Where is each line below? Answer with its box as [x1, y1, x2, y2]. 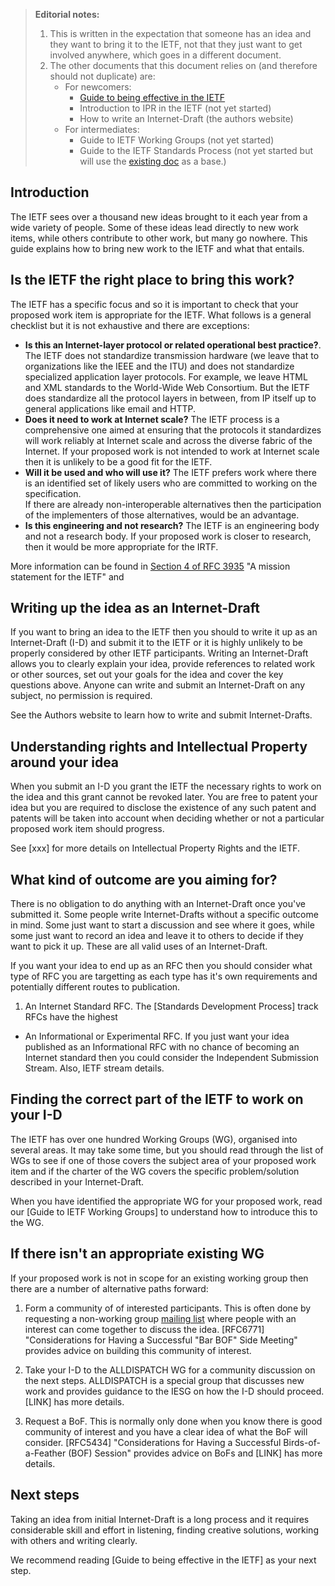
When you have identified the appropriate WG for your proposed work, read [10, 1195, 323, 1207]
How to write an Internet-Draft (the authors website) [79, 113, 294, 124]
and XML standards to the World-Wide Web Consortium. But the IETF [24, 381, 311, 393]
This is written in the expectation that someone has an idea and [49, 28, 312, 39]
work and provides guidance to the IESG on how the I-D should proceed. [24, 1385, 325, 1397]
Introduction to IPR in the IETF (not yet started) [79, 102, 272, 114]
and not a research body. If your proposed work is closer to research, [24, 530, 312, 542]
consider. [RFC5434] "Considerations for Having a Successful [24, 1436, 282, 1448]
